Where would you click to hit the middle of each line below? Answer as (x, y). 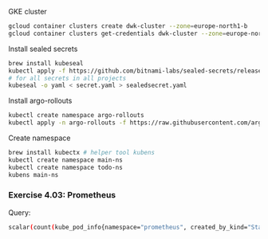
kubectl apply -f (37, 71)
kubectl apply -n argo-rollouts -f (67, 123)
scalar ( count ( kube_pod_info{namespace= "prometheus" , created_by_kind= (128, 227)
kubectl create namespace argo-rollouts (77, 116)
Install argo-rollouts (40, 101)
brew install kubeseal (46, 63)
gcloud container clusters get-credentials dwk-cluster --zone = (117, 33)
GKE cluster (28, 12)
